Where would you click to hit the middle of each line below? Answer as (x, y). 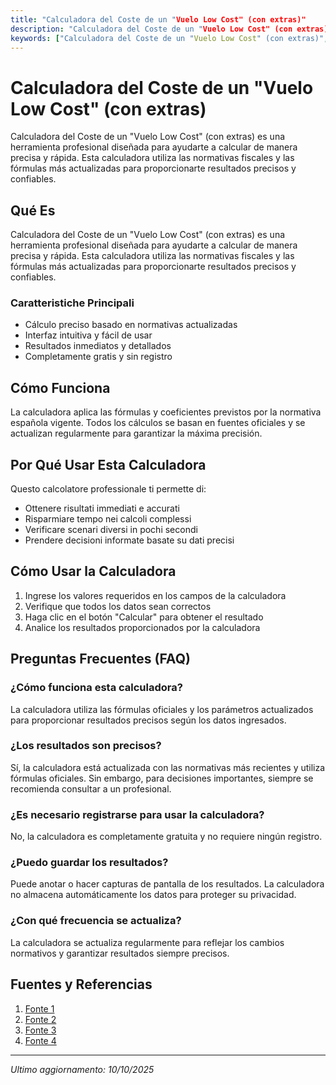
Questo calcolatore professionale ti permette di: (108, 489)
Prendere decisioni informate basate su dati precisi (129, 540)
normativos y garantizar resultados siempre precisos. (120, 953)
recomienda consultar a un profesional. (91, 788)
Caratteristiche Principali (72, 303)
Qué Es (33, 210)
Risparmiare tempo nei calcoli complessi (108, 519)
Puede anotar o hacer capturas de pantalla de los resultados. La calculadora (167, 884)
